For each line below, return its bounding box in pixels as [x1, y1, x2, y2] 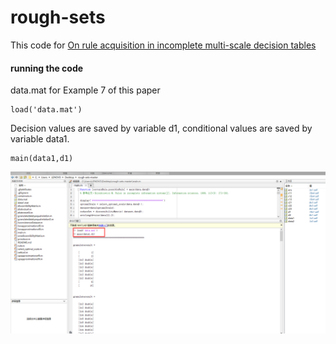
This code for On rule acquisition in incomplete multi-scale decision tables [10, 39, 317, 51]
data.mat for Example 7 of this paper [10, 84, 161, 96]
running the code [10, 62, 84, 74]
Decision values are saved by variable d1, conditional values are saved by [10, 122, 313, 135]
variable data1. [10, 133, 70, 145]
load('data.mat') [10, 105, 83, 115]
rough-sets [10, 6, 106, 29]
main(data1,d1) [10, 154, 74, 164]
